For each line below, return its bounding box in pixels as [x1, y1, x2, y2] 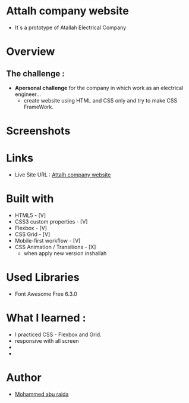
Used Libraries [6, 271, 80, 284]
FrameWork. [23, 103, 53, 110]
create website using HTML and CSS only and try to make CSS [23, 97, 178, 104]
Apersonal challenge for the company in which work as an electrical [14, 84, 184, 91]
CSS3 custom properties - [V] [14, 218, 88, 225]
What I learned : [6, 311, 86, 325]
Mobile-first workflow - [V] [14, 237, 81, 244]
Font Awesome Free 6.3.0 [14, 290, 77, 297]
